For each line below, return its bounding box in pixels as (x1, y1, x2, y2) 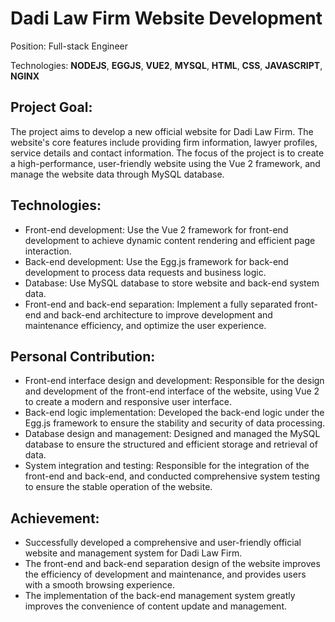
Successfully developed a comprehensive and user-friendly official (24, 537, 302, 549)
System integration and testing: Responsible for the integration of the (24, 460, 310, 472)
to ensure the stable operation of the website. (24, 481, 213, 493)
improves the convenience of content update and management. (24, 600, 287, 612)
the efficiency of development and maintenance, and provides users (24, 568, 307, 581)
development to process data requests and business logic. (24, 266, 267, 278)
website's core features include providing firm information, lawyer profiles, (10, 136, 318, 148)
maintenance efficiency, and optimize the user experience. (24, 319, 267, 331)
